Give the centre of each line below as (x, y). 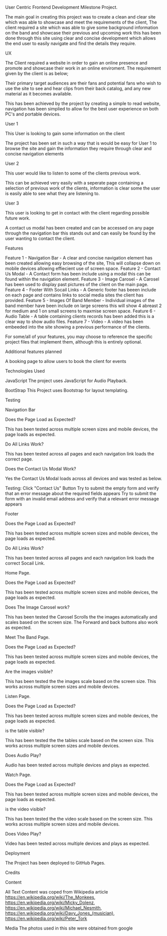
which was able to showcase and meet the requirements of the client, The (81, 22)
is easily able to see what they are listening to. (53, 193)
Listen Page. (18, 696)
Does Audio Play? (23, 755)
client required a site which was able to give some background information (82, 27)
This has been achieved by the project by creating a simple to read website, (83, 103)
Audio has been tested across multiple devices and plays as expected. (78, 765)
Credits (13, 872)
